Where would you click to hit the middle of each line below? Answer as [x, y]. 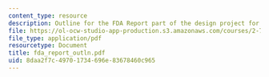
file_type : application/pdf [55, 38]
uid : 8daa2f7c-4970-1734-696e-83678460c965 [82, 61]
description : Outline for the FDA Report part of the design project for [134, 23]
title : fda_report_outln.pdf [57, 53]
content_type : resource [48, 16]
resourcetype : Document [48, 46]
